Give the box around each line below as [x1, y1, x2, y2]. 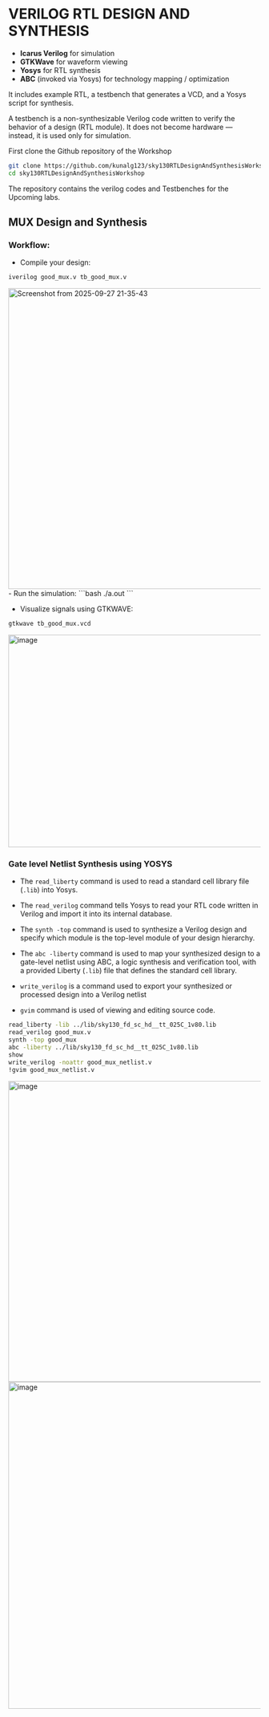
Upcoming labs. [8, 192, 61, 201]
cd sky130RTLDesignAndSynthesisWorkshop [8, 169, 146, 177]
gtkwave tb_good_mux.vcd [8, 619, 91, 628]
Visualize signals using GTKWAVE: [19, 604, 134, 614]
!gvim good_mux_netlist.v [8, 1066, 94, 1074]
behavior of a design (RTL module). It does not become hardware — [8, 122, 233, 132]
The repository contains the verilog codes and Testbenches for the [8, 184, 229, 193]
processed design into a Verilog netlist [19, 990, 147, 1000]
